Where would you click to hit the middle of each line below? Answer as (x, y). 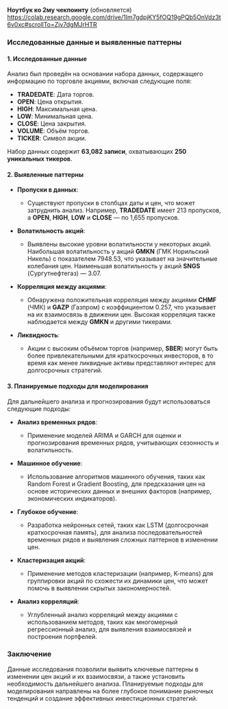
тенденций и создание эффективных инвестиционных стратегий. (102, 698)
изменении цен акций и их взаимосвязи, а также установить (96, 676)
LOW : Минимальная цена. (55, 117)
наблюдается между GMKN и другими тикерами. (100, 322)
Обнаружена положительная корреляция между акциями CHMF (122, 300)
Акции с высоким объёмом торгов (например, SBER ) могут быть (123, 349)
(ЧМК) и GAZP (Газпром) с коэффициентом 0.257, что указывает (122, 307)
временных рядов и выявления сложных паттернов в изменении (123, 539)
